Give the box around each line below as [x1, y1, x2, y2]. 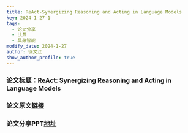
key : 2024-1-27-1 [6, 15, 51, 21]
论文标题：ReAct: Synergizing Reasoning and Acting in [6, 76, 171, 85]
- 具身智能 [12, 37, 36, 44]
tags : [6, 20, 20, 26]
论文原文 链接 [6, 102, 45, 110]
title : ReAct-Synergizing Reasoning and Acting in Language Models [6, 9, 182, 15]
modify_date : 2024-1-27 [6, 44, 67, 50]
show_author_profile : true [6, 55, 75, 61]
